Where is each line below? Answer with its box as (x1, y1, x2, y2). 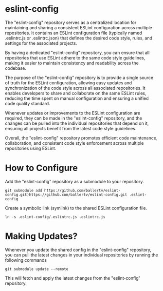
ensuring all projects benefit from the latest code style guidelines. (5, 125, 137, 131)
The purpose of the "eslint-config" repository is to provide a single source (5, 75, 154, 80)
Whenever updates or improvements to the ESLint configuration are (5, 110, 140, 116)
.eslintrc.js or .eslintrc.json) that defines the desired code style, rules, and (5, 35, 152, 41)
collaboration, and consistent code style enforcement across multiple (5, 140, 144, 146)
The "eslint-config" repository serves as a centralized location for (5, 19, 137, 25)
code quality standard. (5, 100, 50, 106)
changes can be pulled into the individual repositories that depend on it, (5, 120, 149, 126)
